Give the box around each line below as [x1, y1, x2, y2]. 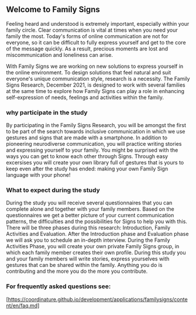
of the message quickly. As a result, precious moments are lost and [6, 45, 169, 52]
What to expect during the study [6, 186, 101, 194]
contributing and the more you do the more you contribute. [6, 268, 148, 275]
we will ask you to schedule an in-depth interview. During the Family [6, 237, 171, 244]
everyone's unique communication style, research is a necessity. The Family [6, 75, 190, 82]
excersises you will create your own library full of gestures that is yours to [6, 159, 184, 166]
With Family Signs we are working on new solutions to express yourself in [6, 63, 184, 70]
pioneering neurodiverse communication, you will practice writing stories [6, 141, 182, 148]
